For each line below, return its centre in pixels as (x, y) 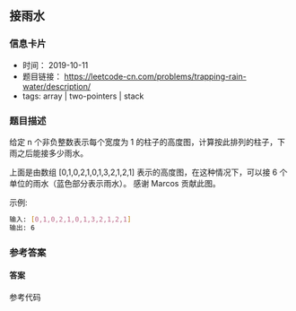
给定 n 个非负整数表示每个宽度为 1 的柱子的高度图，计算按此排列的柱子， (144, 142)
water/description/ (57, 86)
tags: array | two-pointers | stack (83, 96)
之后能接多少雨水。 (52, 153)
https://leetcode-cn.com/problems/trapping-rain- (155, 76)
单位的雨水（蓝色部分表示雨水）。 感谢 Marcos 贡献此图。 (115, 183)
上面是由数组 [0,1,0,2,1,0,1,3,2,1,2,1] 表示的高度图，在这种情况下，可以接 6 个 (148, 172)
